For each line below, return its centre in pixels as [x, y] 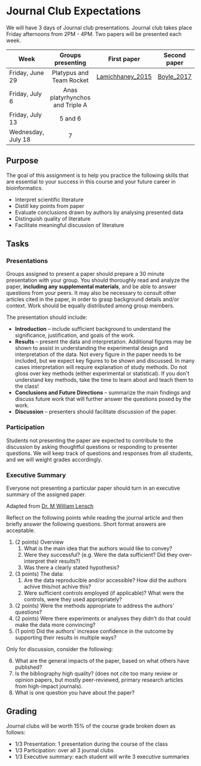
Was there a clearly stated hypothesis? [71, 568]
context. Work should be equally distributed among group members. [90, 306]
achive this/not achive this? [57, 587]
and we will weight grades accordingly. [54, 459]
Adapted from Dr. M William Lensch [50, 506]
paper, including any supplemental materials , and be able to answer [92, 287]
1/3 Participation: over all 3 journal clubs [64, 750]
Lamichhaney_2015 [124, 76]
